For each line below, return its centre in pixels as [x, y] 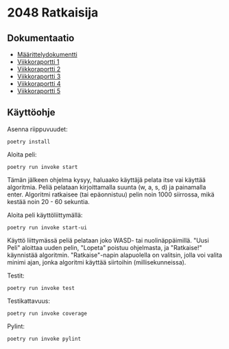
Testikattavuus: [28, 301]
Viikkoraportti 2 [39, 69]
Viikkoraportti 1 [38, 62]
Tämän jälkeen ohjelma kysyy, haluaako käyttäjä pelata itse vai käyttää [106, 179]
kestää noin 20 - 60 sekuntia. [49, 201]
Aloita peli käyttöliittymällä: [45, 215]
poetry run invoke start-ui [47, 227]
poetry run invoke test [41, 288]
